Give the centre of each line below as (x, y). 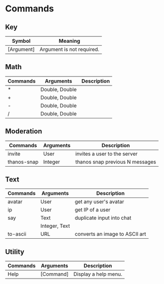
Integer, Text (55, 226)
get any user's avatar (99, 202)
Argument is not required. (70, 49)
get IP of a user (92, 210)
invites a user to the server (107, 154)
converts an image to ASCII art (110, 234)
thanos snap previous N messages (116, 162)
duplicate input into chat (103, 218)
